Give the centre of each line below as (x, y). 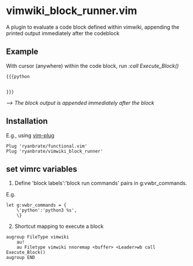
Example (22, 52)
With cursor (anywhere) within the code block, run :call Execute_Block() (93, 66)
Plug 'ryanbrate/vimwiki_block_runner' (55, 151)
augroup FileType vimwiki (37, 237)
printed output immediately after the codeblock (63, 33)
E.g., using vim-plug (30, 135)
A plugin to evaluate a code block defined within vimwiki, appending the (93, 27)
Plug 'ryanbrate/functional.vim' (47, 146)
